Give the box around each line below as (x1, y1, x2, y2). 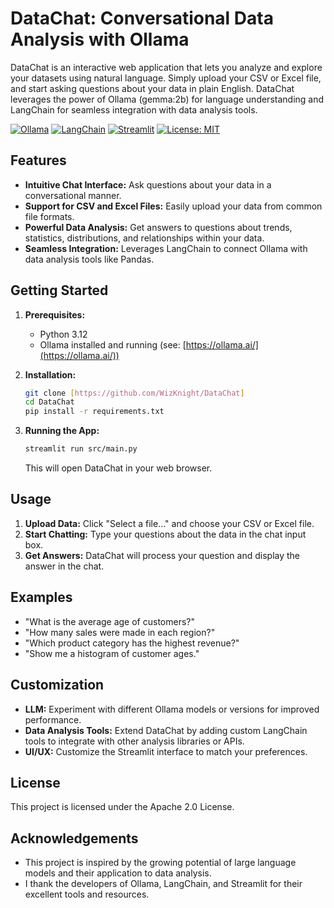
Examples (10, 589, 73, 606)
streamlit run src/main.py (24, 444, 138, 454)
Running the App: (24, 425, 100, 437)
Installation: (24, 368, 77, 381)
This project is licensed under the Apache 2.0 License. (10, 801, 235, 813)
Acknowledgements (10, 830, 139, 847)
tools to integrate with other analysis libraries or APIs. (24, 735, 245, 747)
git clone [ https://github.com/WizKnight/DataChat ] (24, 388, 245, 398)
